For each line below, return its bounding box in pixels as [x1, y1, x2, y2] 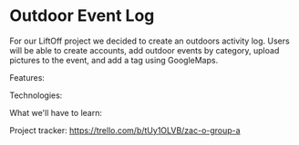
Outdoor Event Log [9, 5, 155, 26]
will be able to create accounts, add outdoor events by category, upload [9, 44, 280, 55]
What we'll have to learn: [9, 107, 103, 118]
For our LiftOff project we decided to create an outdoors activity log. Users [9, 35, 290, 46]
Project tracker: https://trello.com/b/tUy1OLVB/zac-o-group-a [9, 124, 241, 136]
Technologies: [9, 90, 63, 101]
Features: [9, 72, 46, 82]
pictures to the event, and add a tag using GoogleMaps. [9, 54, 219, 65]
